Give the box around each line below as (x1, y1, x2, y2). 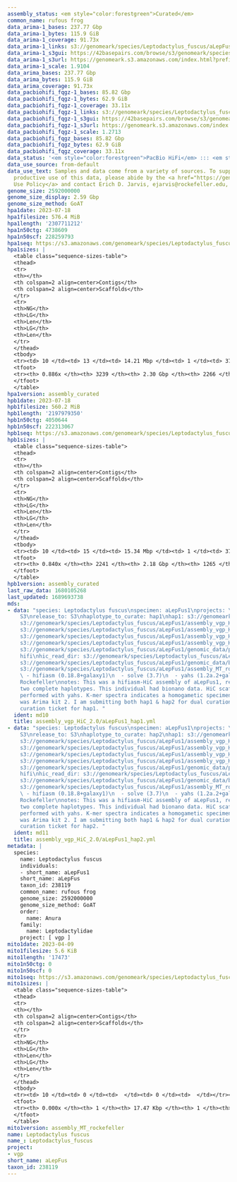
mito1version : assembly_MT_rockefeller (7, 1124, 125, 1131)
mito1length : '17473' (7, 954, 71, 961)
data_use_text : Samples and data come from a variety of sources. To (7, 167, 217, 175)
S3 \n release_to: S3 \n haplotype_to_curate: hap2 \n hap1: (20, 731, 185, 739)
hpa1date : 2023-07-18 (7, 207, 71, 214)
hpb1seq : (7, 429, 33, 437)
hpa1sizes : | (7, 246, 46, 254)
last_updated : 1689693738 (7, 593, 83, 601)
